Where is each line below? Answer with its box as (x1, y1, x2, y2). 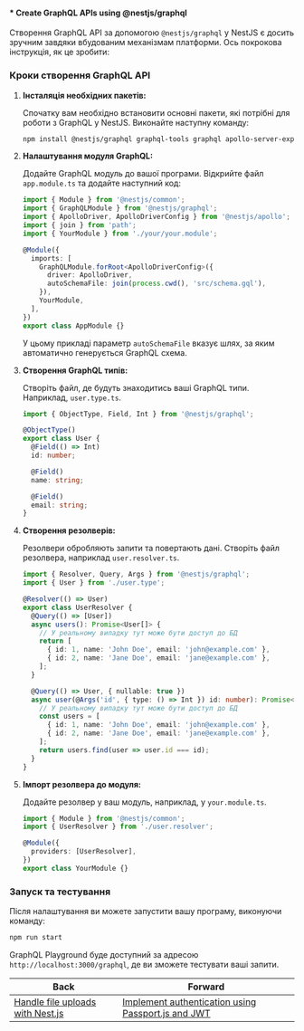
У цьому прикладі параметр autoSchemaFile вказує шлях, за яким (22, 338, 275, 348)
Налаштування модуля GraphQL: (22, 150, 154, 162)
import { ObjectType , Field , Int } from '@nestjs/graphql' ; (22, 409, 254, 418)
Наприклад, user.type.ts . (22, 392, 122, 403)
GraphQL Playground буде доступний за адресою (9, 949, 199, 959)
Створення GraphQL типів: (22, 365, 128, 376)
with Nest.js (14, 1007, 64, 1019)
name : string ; (31, 475, 84, 484)
